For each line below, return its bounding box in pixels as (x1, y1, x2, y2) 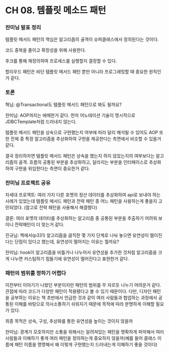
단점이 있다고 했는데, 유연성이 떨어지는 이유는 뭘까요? (14, 239, 120, 245)
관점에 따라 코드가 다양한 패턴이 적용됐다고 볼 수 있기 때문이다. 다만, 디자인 (5, 288, 152, 294)
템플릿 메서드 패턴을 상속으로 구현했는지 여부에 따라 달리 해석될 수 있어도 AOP (5, 129, 158, 135)
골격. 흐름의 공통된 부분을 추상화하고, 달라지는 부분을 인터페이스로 (18, 159, 148, 165)
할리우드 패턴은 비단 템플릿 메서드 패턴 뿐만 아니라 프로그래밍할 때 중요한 (5, 69, 148, 75)
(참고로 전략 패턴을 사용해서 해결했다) (24, 205, 97, 211)
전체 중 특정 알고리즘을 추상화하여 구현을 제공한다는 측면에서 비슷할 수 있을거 (10, 135, 161, 142)
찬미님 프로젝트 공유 (5, 179, 51, 186)
